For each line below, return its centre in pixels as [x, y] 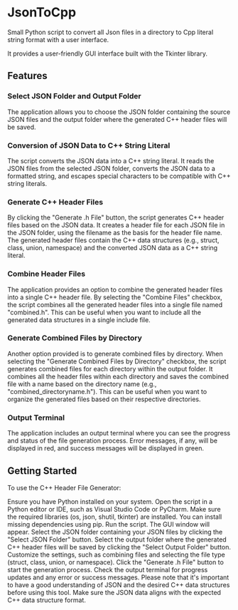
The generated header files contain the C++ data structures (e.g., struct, [113, 240]
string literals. [27, 183]
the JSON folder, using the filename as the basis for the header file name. [115, 233]
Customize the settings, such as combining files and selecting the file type [116, 554]
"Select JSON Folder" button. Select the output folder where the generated [117, 539]
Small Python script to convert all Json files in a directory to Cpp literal [110, 32]
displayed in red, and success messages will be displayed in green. [106, 448]
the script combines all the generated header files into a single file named [115, 304]
